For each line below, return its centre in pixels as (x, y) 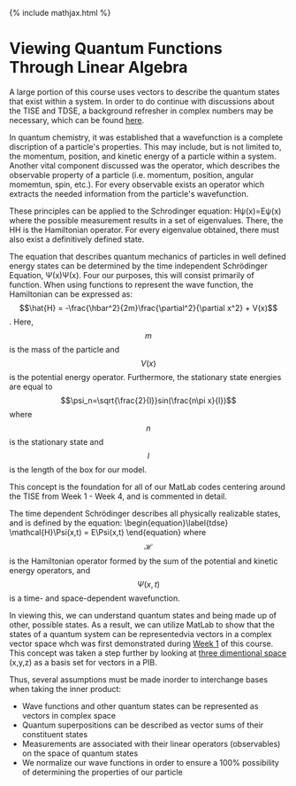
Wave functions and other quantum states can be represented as (140, 706)
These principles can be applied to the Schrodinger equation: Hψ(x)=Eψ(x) (145, 211)
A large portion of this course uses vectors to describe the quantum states (144, 91)
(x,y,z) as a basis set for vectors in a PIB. (83, 662)
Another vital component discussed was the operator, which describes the (144, 165)
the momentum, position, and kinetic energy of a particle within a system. (143, 156)
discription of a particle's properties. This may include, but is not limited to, (145, 146)
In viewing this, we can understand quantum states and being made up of (143, 615)
